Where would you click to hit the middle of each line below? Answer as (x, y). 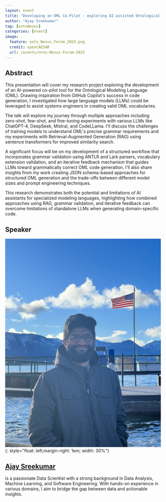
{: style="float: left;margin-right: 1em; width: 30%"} (57, 451)
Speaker (18, 229)
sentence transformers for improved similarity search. (60, 142)
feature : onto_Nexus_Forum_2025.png (47, 42)
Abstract (19, 73)
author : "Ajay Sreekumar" (32, 21)
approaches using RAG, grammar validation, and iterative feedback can (78, 203)
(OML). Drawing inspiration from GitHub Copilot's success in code (72, 95)
